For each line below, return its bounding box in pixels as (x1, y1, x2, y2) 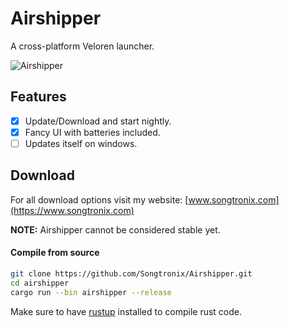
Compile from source (10, 247, 100, 259)
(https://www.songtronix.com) (10, 204, 135, 216)
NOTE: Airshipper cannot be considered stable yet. (10, 223, 221, 236)
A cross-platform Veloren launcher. (10, 40, 155, 52)
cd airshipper (10, 278, 70, 288)
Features (10, 88, 67, 106)
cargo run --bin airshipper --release (10, 287, 172, 297)
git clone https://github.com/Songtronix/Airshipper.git (10, 268, 253, 279)
